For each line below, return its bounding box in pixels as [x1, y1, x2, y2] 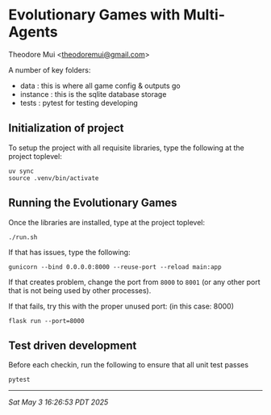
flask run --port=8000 [8, 316, 85, 325]
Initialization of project [8, 121, 124, 135]
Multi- [183, 6, 226, 24]
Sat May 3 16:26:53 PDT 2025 [8, 397, 109, 407]
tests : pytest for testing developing [19, 98, 139, 107]
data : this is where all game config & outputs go [19, 81, 181, 90]
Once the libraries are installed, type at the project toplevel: [8, 217, 206, 227]
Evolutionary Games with [8, 6, 181, 24]
